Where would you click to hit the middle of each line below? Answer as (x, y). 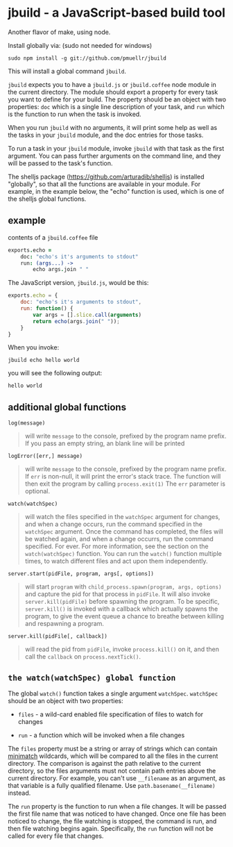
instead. (19, 793)
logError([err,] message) (45, 457)
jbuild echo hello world (44, 360)
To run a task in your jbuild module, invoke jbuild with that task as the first (116, 148)
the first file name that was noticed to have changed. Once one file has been (117, 814)
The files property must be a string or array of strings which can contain (113, 749)
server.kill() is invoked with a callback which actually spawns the (121, 609)
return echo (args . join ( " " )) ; (76, 321)
